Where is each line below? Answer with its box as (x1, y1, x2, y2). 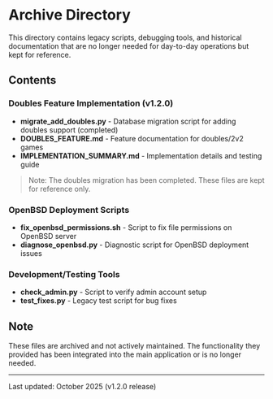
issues (19, 248, 42, 258)
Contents (8, 73, 57, 87)
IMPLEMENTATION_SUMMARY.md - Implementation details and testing (19, 150, 262, 160)
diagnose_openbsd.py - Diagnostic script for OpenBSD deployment (19, 240, 249, 249)
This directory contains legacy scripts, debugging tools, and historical (8, 33, 242, 42)
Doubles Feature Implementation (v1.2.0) (8, 98, 174, 109)
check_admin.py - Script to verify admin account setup (19, 287, 207, 297)
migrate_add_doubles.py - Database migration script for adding (19, 116, 236, 126)
